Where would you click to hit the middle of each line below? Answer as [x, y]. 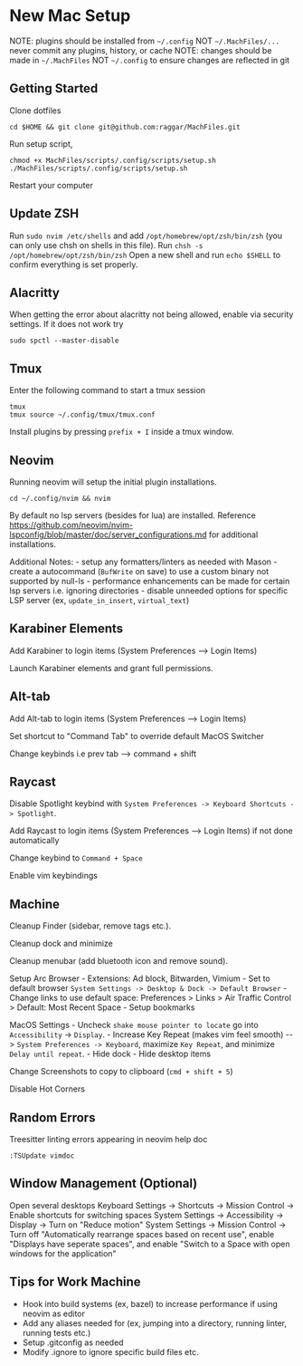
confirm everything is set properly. [74, 265]
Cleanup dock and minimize [61, 944]
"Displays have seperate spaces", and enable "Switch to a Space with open [150, 1244]
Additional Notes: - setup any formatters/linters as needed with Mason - [143, 562]
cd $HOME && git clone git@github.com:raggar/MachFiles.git [125, 127]
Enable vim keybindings [53, 876]
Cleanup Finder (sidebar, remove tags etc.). [90, 926]
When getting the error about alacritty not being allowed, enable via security [151, 314]
